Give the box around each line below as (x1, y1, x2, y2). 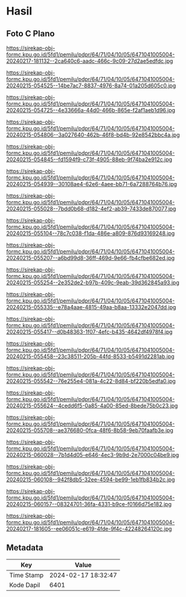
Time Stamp (9, 571, 44, 579)
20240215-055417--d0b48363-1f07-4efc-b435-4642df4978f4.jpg (6, 329, 173, 335)
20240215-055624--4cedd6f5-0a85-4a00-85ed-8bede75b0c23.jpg (6, 402, 178, 409)
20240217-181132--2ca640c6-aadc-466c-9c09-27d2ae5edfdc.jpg (6, 58, 173, 64)
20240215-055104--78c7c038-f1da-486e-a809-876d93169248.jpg (6, 230, 175, 237)
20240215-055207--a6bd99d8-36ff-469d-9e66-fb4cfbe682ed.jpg (6, 255, 175, 261)
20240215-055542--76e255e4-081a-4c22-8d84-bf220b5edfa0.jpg (6, 378, 176, 384)
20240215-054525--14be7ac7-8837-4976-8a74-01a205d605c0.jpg (6, 82, 176, 89)
